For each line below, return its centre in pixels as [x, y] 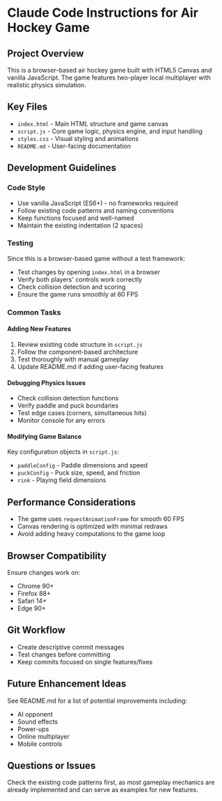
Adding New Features [39, 329]
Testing [20, 244]
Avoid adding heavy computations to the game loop [91, 534]
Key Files [27, 107]
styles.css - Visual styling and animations [78, 138]
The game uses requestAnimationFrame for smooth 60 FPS [101, 519]
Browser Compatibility [57, 556]
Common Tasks [34, 312]
